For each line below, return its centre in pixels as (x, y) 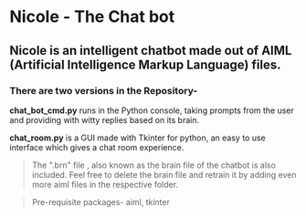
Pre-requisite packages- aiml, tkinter (101, 201)
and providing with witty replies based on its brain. (104, 119)
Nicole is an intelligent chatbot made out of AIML (151, 51)
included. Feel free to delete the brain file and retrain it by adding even (164, 174)
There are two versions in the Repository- (104, 90)
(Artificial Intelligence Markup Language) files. (145, 64)
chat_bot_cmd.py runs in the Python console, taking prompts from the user (152, 110)
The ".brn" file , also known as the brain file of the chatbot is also (154, 165)
